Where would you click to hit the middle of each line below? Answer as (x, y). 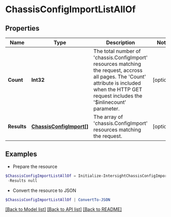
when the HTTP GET (118, 89)
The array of (108, 117)
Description (121, 43)
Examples (21, 154)
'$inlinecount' (110, 102)
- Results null (22, 180)
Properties (22, 28)
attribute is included (117, 83)
